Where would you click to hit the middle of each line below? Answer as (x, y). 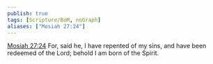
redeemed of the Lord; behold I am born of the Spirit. (83, 53)
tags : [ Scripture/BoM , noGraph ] (54, 20)
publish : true (28, 13)
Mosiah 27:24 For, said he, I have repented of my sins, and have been (107, 46)
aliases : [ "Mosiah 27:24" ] (46, 26)
